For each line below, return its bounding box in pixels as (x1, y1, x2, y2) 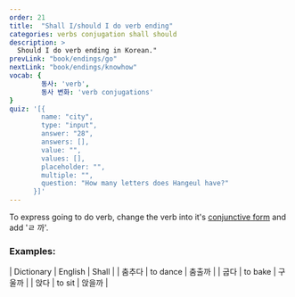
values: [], (41, 153, 86, 163)
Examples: (9, 244, 56, 257)
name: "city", (41, 112, 94, 121)
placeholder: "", (41, 162, 105, 171)
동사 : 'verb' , (41, 79, 90, 88)
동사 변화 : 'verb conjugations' (41, 87, 154, 96)
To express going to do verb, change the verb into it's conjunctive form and (9, 211, 287, 222)
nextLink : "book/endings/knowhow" (9, 63, 138, 72)
